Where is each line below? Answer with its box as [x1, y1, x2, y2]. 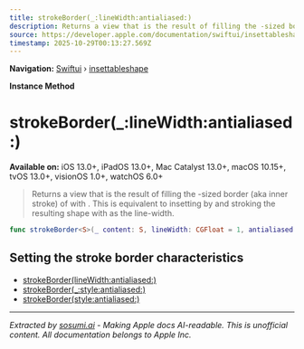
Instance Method [9, 80, 75, 91]
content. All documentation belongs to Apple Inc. [9, 329, 192, 340]
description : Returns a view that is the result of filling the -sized [9, 22, 285, 31]
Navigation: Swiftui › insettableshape [9, 63, 149, 74]
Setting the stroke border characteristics [9, 250, 244, 266]
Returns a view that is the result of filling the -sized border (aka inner [31, 189, 289, 200]
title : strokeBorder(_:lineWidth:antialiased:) [9, 13, 193, 23]
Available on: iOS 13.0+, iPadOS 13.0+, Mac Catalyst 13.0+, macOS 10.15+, [9, 162, 287, 173]
